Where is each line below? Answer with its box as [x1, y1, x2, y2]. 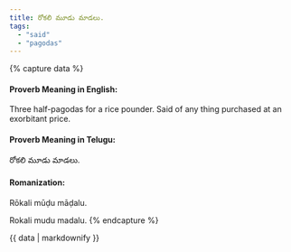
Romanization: [9, 177, 66, 188]
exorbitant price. [9, 114, 70, 125]
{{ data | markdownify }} [9, 232, 100, 243]
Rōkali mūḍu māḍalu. [9, 197, 88, 208]
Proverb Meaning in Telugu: [9, 135, 116, 145]
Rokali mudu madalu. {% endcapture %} [9, 214, 159, 226]
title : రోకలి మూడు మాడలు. [9, 13, 105, 23]
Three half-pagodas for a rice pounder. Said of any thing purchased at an [9, 104, 283, 115]
